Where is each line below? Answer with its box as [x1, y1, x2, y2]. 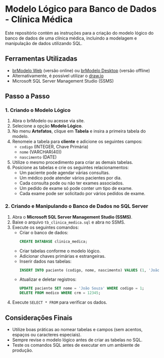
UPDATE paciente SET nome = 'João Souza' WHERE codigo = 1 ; [19, 286, 144, 291]
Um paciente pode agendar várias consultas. [19, 170, 110, 176]
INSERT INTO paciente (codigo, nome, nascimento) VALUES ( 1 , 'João [19, 268, 160, 272]
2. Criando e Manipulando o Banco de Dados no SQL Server [5, 203, 148, 210]
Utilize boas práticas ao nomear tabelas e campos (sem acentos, [12, 327, 143, 333]
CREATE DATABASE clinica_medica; [19, 239, 88, 244]
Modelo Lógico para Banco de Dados [5, 3, 157, 15]
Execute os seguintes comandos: [12, 224, 79, 230]
